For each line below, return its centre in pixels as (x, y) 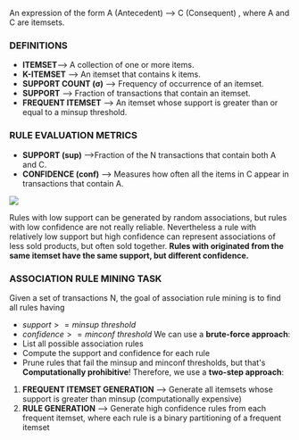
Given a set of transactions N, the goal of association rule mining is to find (145, 297)
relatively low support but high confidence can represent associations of (143, 237)
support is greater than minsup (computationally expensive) (132, 398)
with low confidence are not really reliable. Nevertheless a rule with (133, 227)
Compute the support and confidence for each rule (116, 353)
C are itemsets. (37, 22)
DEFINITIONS (39, 46)
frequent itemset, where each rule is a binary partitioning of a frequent (152, 418)
